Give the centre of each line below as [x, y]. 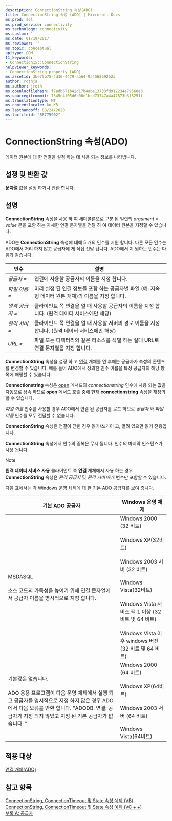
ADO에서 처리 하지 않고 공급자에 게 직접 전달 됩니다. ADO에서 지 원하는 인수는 [83, 249]
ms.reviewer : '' [23, 44]
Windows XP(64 [140, 686]
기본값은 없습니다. [28, 679]
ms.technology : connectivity [36, 29]
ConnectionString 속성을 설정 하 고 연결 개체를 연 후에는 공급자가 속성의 [79, 362]
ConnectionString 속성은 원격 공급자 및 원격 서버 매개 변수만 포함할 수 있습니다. [86, 477]
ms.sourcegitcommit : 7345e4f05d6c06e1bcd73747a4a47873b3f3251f [74, 96]
